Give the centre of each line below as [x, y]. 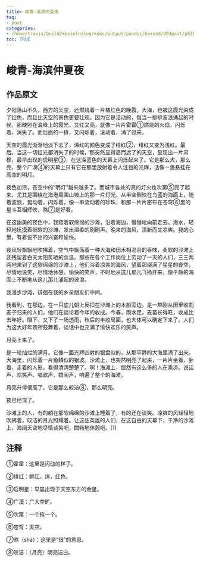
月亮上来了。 [22, 340]
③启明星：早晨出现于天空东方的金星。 [54, 489]
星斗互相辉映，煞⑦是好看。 [41, 210]
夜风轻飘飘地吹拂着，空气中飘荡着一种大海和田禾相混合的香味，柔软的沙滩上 [100, 250]
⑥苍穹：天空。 [26, 527]
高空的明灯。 [22, 174]
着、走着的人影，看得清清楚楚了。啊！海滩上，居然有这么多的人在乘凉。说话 [100, 367]
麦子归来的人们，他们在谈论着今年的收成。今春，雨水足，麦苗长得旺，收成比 [100, 312]
